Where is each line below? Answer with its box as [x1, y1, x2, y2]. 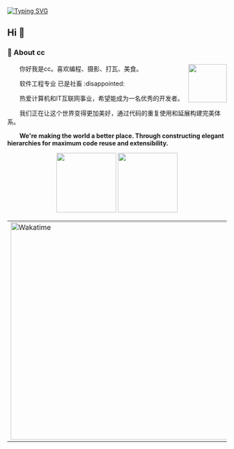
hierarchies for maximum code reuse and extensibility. [7, 139, 169, 147]
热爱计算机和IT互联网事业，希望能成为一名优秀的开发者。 [19, 94, 184, 102]
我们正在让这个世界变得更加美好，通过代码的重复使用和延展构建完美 [19, 109, 214, 117]
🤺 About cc [7, 48, 45, 58]
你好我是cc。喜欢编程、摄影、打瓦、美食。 [19, 64, 143, 72]
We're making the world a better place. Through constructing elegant [19, 132, 224, 140]
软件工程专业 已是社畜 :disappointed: [19, 79, 125, 88]
